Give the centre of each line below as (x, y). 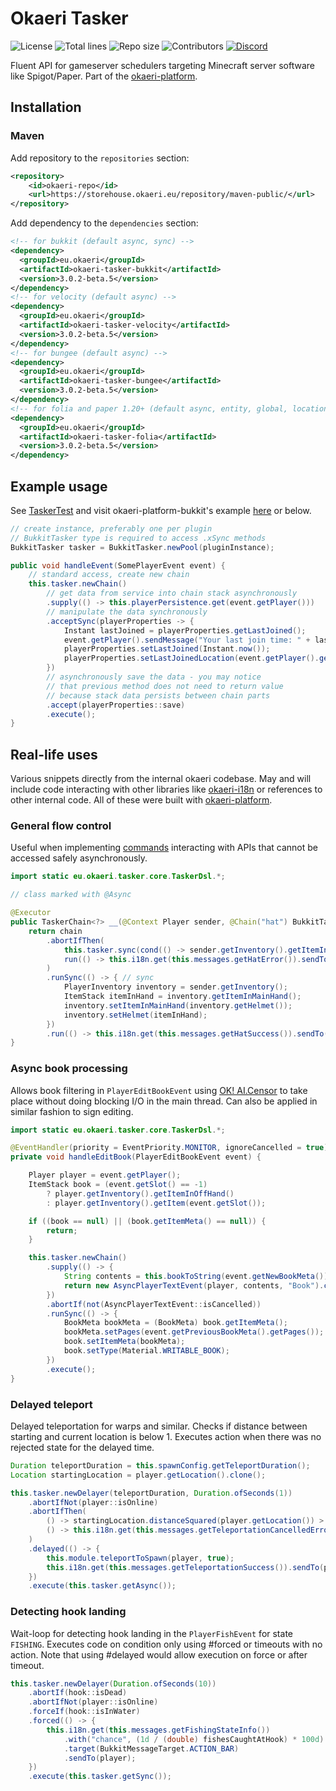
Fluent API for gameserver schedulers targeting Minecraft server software (162, 65)
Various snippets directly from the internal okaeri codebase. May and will (161, 779)
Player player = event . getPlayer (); (105, 1175)
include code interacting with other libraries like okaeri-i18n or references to (166, 789)
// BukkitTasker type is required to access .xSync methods (138, 538)
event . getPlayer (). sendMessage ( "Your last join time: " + (187, 640)
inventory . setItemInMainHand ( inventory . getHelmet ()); (178, 1005)
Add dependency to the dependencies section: (104, 223)
